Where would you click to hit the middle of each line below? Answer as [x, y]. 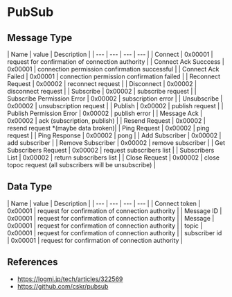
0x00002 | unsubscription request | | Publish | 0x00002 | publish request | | [115, 106]
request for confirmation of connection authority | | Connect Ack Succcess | [116, 62]
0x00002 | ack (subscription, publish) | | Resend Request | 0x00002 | [106, 121]
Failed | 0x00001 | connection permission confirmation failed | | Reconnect [114, 76]
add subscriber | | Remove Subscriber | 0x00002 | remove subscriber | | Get [116, 143]
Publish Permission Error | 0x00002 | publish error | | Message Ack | [105, 113]
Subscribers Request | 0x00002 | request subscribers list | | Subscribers [111, 150]
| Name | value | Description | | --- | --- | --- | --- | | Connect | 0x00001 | [110, 54]
